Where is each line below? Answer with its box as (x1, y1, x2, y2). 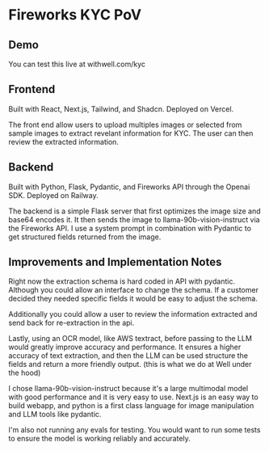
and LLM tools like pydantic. (8, 410, 102, 419)
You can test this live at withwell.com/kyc (8, 59, 146, 69)
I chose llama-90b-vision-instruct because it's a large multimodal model (8, 384, 249, 394)
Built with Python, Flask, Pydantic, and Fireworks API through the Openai (8, 182, 250, 192)
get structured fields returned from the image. (8, 232, 162, 242)
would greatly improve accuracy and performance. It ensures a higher (8, 342, 242, 352)
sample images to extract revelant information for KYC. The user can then (8, 128, 254, 138)
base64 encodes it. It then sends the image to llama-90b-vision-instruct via (8, 214, 260, 224)
